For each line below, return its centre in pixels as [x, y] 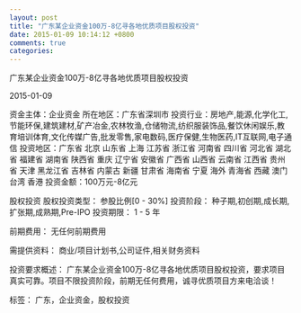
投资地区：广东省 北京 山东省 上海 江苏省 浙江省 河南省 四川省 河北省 [146, 148]
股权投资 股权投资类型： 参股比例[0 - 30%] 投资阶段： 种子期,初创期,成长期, [150, 201]
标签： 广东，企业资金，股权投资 [70, 300]
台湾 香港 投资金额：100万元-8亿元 [74, 182]
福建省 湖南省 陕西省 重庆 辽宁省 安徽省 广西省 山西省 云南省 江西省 [143, 159]
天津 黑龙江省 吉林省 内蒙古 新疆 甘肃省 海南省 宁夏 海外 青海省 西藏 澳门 [154, 171]
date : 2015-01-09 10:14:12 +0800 [72, 34]
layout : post [34, 18]
